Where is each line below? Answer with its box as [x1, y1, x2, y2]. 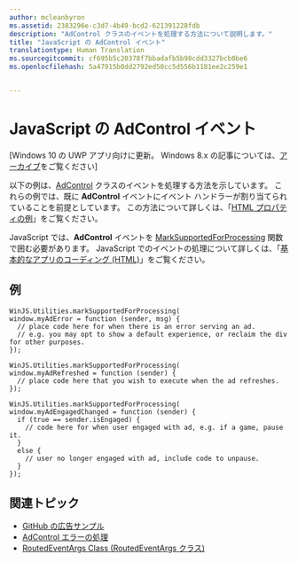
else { [17, 446, 42, 455]
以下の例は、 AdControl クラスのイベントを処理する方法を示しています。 [9, 179, 273, 191]
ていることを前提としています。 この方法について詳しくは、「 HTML [9, 201, 255, 213]
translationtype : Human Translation [9, 46, 145, 55]
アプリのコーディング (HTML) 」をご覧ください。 [32, 254, 210, 264]
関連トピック [9, 496, 80, 511]
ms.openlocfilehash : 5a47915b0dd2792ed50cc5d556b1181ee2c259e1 [9, 63, 248, 72]
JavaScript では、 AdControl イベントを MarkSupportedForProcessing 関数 [9, 231, 284, 242]
